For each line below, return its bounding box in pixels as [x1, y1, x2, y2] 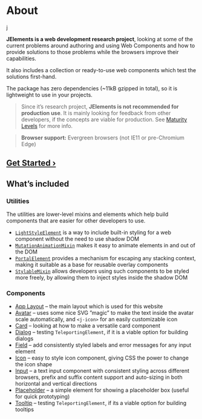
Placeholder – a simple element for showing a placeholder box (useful [15, 386, 189, 394]
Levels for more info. [21, 122, 73, 129]
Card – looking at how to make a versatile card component [15, 322, 160, 329]
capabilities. [6, 55, 36, 62]
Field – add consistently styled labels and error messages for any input [15, 341, 192, 349]
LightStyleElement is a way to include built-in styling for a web [15, 229, 171, 236]
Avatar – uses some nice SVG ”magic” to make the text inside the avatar [15, 309, 194, 317]
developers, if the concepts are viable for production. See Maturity [21, 116, 187, 123]
